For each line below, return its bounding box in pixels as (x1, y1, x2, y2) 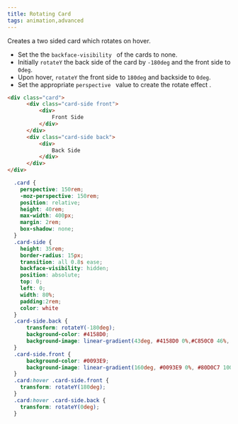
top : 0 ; (20, 278, 42, 286)
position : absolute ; (20, 272, 81, 279)
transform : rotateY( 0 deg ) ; (20, 403, 100, 411)
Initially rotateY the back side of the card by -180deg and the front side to (17, 57, 231, 66)
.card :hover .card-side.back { (13, 396, 106, 404)
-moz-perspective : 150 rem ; (20, 192, 100, 199)
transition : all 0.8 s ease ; (20, 258, 103, 266)
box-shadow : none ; (20, 225, 74, 233)
